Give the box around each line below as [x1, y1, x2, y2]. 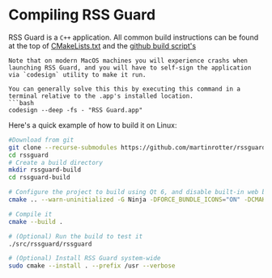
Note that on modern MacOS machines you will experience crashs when [8, 57, 249, 65]
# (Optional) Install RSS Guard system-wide [8, 255, 161, 263]
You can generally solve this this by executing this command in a [8, 85, 241, 93]
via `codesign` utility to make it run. [8, 70, 147, 78]
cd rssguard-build [8, 174, 70, 182]
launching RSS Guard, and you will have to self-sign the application [8, 63, 252, 72]
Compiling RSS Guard [8, 6, 156, 24]
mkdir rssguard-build [8, 166, 82, 175]
